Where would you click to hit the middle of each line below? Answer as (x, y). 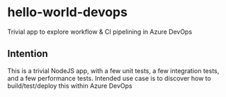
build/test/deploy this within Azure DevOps (70, 86)
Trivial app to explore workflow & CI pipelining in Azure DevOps (100, 32)
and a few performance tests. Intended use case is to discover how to (109, 78)
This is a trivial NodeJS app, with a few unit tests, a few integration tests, (113, 70)
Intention (28, 54)
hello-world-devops (67, 12)
